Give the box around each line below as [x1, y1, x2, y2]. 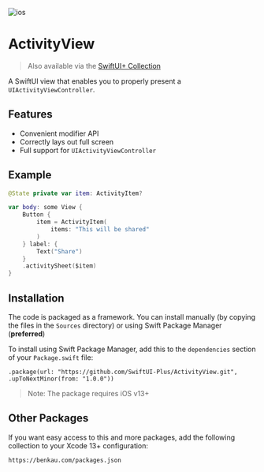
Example [8, 168, 52, 182]
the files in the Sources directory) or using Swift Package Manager [8, 320, 222, 330]
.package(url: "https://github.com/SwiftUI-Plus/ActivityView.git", [8, 368, 238, 376]
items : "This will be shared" [50, 226, 150, 234]
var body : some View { [8, 204, 83, 212]
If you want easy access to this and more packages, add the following [8, 433, 235, 442]
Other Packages [8, 411, 89, 425]
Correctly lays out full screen [19, 137, 114, 146]
